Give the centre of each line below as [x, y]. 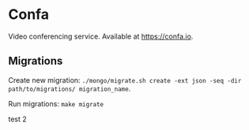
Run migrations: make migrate [56, 103]
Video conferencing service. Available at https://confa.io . [101, 36]
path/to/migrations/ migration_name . [70, 88]
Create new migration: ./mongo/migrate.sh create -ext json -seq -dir [125, 80]
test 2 [18, 119]
